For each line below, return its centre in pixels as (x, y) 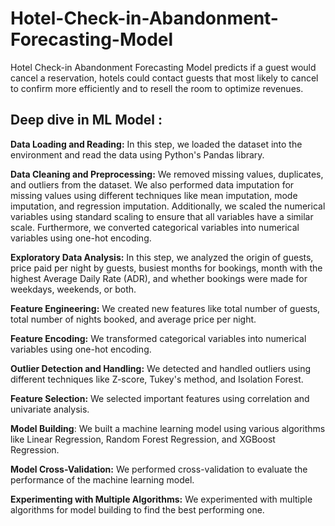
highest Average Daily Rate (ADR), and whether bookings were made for (159, 278)
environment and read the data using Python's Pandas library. (137, 154)
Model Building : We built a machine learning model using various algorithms (168, 428)
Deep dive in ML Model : (86, 120)
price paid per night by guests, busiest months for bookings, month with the (166, 268)
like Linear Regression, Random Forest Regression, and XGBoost (143, 439)
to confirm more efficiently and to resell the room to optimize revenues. (157, 88)
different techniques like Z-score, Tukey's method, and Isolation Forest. (157, 379)
